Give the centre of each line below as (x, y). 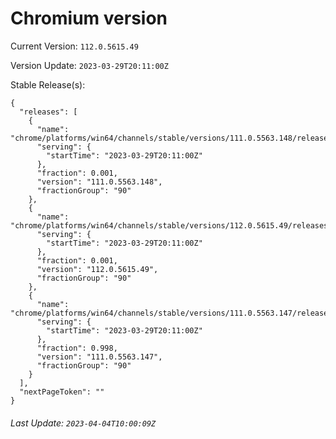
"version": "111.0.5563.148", (99, 182)
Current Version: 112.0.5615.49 (74, 46)
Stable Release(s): (48, 84)
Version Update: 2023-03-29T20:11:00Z (89, 65)
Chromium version (89, 18)
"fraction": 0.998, (77, 348)
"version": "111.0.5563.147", (99, 357)
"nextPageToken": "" (62, 392)
